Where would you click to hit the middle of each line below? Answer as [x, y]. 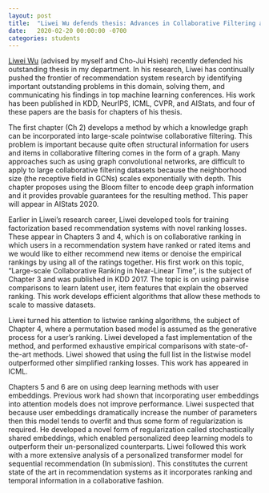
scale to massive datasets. [52, 305]
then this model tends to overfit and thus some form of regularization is [126, 421]
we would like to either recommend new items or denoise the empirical [125, 254]
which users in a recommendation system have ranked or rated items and [129, 245]
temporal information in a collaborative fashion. [86, 481]
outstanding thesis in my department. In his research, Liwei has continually [131, 70]
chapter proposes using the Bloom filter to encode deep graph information [131, 187]
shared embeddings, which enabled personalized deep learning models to [131, 438]
